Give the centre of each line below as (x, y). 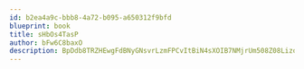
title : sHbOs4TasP (44, 34)
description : (34, 51)
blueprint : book (40, 26)
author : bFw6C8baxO (46, 43)
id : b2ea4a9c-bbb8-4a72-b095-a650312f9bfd (90, 17)
